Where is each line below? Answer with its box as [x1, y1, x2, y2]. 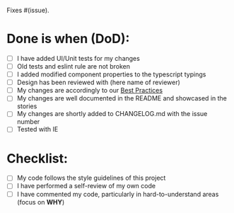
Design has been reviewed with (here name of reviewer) [16, 78, 181, 87]
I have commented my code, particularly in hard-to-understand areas [16, 190, 219, 198]
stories [16, 102, 37, 110]
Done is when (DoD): [6, 31, 130, 47]
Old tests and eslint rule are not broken [16, 62, 130, 70]
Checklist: [6, 150, 69, 166]
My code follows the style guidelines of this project [16, 173, 166, 183]
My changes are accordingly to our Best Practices [16, 86, 163, 95]
